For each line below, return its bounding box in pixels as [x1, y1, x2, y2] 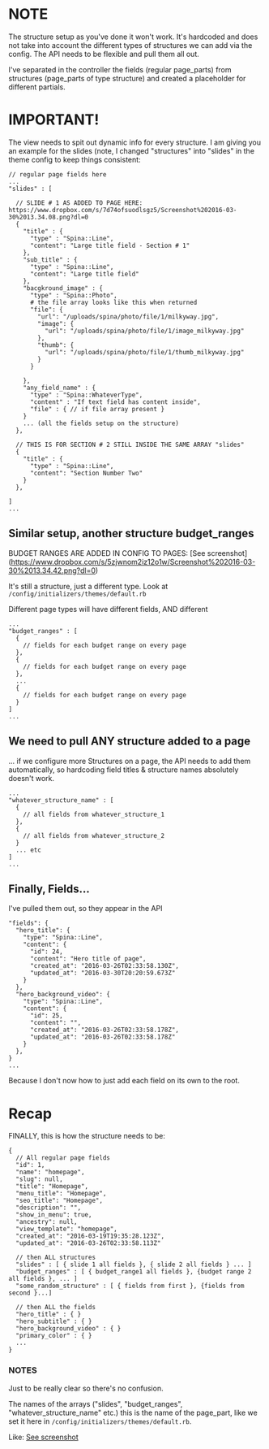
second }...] [8, 1289, 53, 1297]
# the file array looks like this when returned [29, 298, 198, 306]
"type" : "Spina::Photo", [29, 291, 117, 299]
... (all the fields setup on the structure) [23, 419, 180, 427]
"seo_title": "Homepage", [15, 1196, 104, 1205]
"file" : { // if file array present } [29, 405, 164, 413]
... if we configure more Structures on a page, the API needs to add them [8, 756, 251, 766]
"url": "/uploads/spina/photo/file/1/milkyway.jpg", [37, 312, 220, 321]
